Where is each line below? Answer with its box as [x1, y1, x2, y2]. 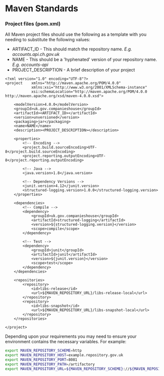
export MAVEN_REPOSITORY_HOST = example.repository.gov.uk [5, 353, 123, 358]
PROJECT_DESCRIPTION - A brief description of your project [12, 67, 135, 73]
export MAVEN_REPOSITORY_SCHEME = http [5, 348, 82, 353]
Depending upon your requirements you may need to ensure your [5, 333, 137, 339]
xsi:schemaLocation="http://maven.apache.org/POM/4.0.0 [31, 89, 147, 94]
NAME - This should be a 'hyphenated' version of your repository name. [12, 57, 157, 63]
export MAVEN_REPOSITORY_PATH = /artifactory [5, 362, 95, 367]
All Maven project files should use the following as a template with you [5, 31, 147, 37]
